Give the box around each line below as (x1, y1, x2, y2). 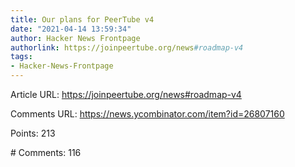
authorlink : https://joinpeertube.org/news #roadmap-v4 (10, 42, 244, 53)
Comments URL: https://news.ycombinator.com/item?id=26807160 (10, 108, 285, 120)
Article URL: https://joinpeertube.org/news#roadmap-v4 (10, 89, 242, 100)
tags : (10, 52, 33, 62)
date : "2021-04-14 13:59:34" (10, 24, 132, 34)
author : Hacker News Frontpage (10, 33, 141, 43)
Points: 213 (10, 127, 56, 139)
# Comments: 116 (10, 147, 82, 158)
